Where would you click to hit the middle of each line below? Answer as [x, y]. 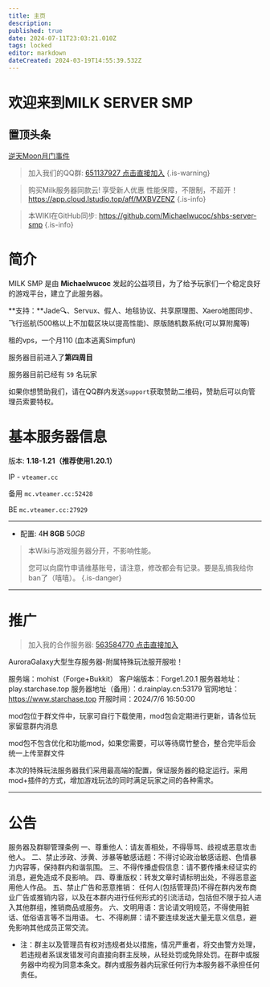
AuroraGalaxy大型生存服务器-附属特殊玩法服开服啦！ [96, 661]
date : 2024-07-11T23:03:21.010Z [62, 38]
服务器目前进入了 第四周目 [51, 357]
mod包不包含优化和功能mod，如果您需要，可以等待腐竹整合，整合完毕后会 [132, 743]
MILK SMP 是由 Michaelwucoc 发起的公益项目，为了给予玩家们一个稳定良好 [135, 283]
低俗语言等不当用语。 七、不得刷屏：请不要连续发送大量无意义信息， [136, 917]
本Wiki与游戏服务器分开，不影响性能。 [92, 551]
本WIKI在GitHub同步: [63, 215]
